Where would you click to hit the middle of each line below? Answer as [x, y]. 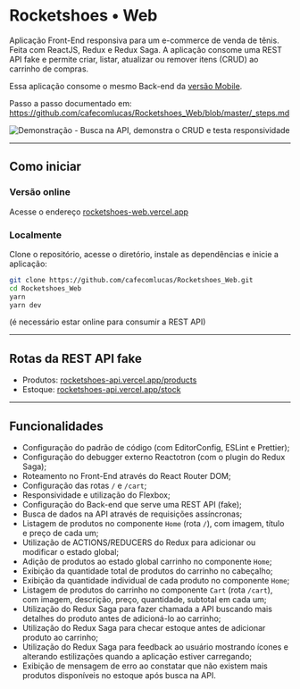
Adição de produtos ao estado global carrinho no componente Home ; [147, 562]
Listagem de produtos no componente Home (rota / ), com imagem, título [153, 524]
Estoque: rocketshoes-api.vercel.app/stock [101, 390]
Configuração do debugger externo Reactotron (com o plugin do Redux [154, 458]
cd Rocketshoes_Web [46, 288]
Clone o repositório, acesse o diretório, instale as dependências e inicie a [144, 254]
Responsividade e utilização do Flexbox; [96, 495]
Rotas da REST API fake [76, 358]
